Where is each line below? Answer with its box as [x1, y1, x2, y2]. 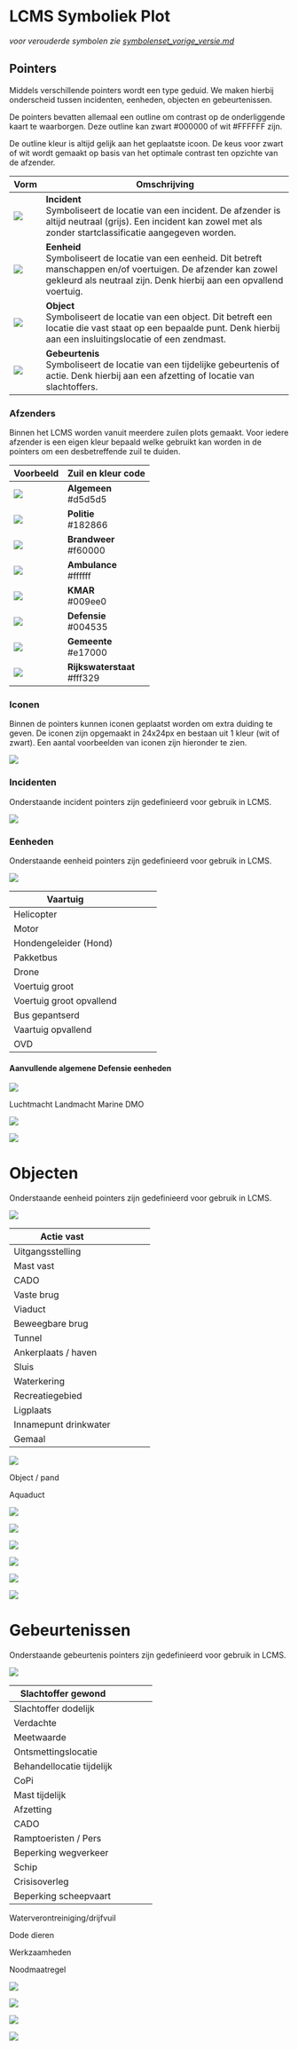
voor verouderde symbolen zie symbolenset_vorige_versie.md [9, 35, 235, 46]
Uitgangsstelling [13, 1245, 82, 1258]
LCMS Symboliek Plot [9, 6, 171, 27]
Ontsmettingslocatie [13, 1746, 98, 1758]
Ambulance [67, 559, 118, 572]
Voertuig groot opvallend [13, 994, 117, 1006]
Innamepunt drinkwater [13, 1418, 111, 1431]
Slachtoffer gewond [20, 1688, 106, 1700]
